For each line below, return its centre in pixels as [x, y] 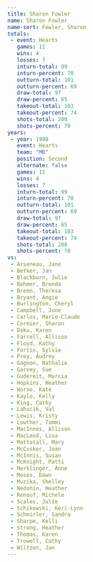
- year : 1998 [30, 139]
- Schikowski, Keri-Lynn [46, 508]
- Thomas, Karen [34, 534]
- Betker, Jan [31, 271]
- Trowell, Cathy [36, 541]
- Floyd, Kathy [32, 343]
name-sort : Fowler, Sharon [47, 27]
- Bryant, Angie [34, 297]
